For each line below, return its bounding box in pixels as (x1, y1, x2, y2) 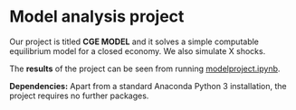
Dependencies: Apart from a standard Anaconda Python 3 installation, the (9, 80, 287, 91)
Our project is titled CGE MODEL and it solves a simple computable (9, 36, 260, 47)
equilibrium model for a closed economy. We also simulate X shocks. (9, 45, 266, 56)
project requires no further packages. (9, 90, 149, 101)
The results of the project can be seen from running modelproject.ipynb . (9, 63, 281, 74)
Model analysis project (9, 6, 185, 27)
